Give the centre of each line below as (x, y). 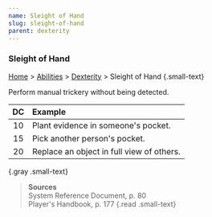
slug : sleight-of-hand (46, 23)
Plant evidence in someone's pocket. (101, 125)
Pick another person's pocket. (89, 138)
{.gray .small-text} (38, 171)
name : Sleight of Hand (46, 16)
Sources (43, 186)
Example (49, 112)
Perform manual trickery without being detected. (89, 92)
